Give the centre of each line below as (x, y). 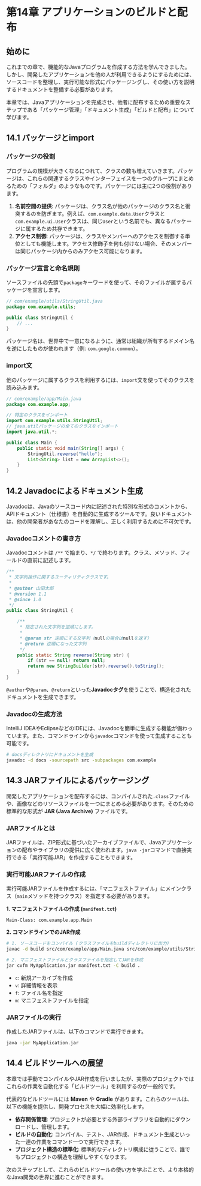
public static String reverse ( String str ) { (73, 655)
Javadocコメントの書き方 (43, 538)
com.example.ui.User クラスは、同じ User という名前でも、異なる (93, 221)
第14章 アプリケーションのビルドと (92, 12)
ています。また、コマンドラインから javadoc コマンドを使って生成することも (99, 736)
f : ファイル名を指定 (39, 993)
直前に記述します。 (50, 560)
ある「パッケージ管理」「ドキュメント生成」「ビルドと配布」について (111, 110)
